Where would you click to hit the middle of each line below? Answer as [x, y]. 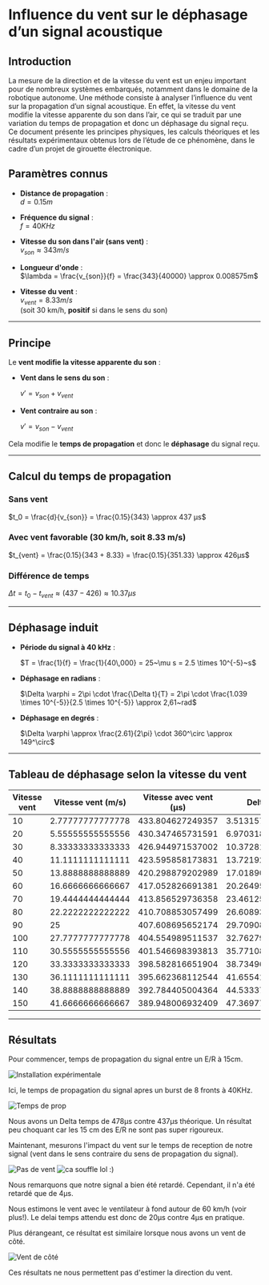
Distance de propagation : [64, 193]
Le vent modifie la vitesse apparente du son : [84, 362]
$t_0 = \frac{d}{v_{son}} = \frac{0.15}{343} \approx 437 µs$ [107, 517]
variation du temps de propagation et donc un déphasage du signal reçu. [128, 123]
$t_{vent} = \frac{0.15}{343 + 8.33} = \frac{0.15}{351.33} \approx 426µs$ [129, 555]
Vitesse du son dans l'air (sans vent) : [84, 241]
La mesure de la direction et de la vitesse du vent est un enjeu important [127, 81]
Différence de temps [49, 576]
